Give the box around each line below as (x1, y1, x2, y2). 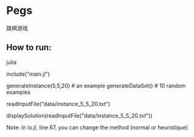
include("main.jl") (6, 70, 50, 78)
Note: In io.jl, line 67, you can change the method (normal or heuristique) (6, 124, 188, 131)
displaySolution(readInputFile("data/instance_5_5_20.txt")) (6, 112, 153, 119)
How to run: (6, 42, 52, 53)
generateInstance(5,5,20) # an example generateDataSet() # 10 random (6, 82, 186, 89)
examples (6, 89, 31, 96)
